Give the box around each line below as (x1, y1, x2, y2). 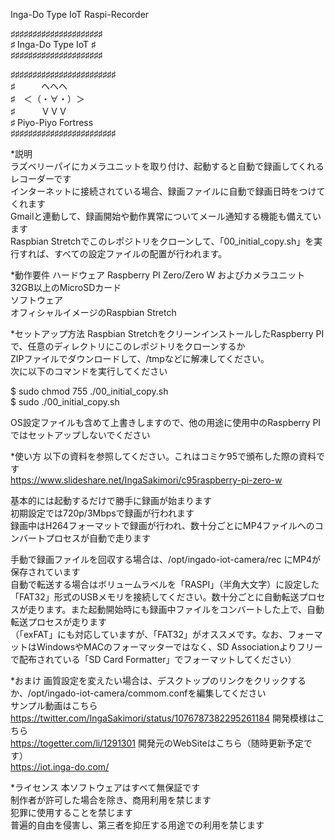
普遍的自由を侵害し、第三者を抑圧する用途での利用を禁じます (10, 819, 265, 831)
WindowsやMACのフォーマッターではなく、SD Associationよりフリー (36, 641, 323, 653)
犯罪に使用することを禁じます (10, 807, 133, 818)
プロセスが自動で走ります (44, 532, 151, 544)
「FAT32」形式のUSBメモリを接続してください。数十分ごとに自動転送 (10, 591, 300, 603)
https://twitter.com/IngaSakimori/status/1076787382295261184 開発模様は (10, 712, 317, 724)
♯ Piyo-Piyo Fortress (10, 117, 94, 128)
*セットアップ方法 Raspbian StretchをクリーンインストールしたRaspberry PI (10, 328, 325, 339)
